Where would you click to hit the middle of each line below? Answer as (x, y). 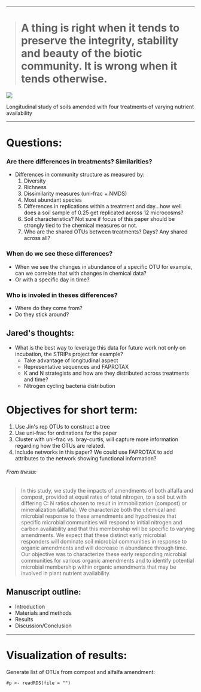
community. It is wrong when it (99, 66)
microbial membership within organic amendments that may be (98, 567)
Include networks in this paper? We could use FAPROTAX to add (94, 452)
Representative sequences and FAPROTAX (76, 366)
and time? (36, 379)
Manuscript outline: (44, 592)
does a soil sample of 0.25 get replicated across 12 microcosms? (103, 213)
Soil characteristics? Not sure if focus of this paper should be (99, 219)
